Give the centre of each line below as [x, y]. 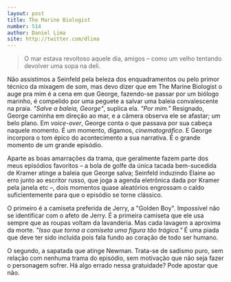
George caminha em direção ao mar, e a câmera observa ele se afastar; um [114, 116]
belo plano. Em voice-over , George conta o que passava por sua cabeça [110, 123]
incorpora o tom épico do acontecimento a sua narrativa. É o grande [104, 138]
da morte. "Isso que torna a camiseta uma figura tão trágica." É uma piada [113, 230]
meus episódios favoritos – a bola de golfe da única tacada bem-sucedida [112, 166]
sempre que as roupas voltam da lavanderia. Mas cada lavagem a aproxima [114, 223]
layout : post [26, 13]
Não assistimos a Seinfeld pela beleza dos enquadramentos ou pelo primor [113, 79]
